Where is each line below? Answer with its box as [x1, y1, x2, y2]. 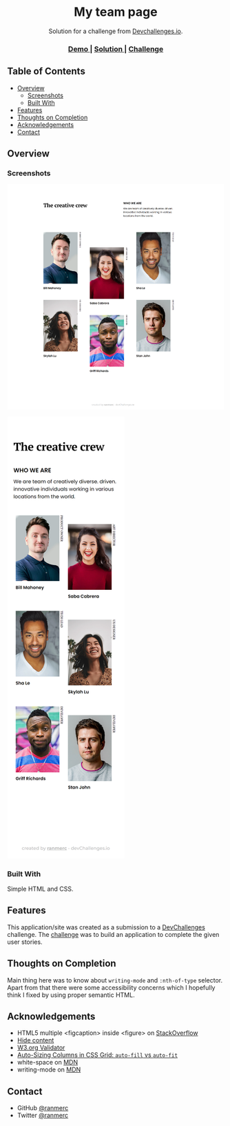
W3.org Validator [17, 1043, 65, 1052]
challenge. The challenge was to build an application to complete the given [7, 930, 220, 938]
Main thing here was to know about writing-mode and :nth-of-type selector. [7, 976, 222, 984]
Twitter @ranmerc [17, 1112, 69, 1120]
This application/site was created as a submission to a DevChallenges [7, 922, 205, 931]
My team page [74, 4, 158, 20]
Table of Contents [7, 66, 86, 77]
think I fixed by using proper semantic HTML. [7, 991, 136, 999]
